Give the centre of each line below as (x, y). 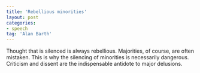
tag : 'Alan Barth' (29, 34)
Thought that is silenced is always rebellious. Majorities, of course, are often (100, 51)
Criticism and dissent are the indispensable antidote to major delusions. (94, 64)
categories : (21, 23)
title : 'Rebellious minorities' (46, 12)
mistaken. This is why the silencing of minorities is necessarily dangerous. (98, 57)
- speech (17, 28)
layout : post (22, 17)
